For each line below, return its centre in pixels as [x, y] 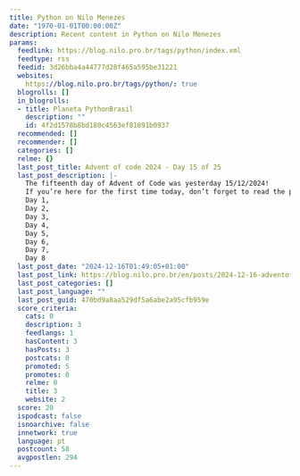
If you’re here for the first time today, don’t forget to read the [155, 192]
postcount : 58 [43, 449]
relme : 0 [42, 383]
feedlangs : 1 [50, 333]
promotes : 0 [47, 375]
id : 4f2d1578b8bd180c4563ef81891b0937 [97, 126]
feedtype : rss [43, 59]
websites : [35, 76]
